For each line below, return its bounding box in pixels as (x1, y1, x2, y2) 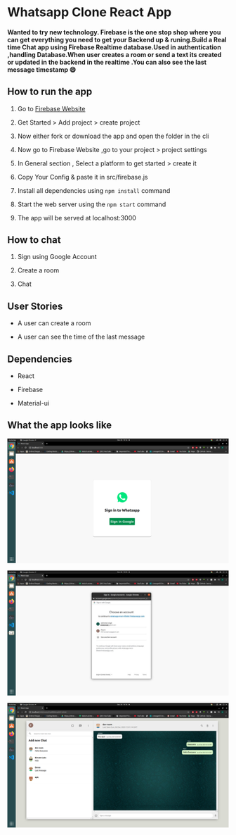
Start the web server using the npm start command (17, 200, 166, 208)
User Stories (7, 300, 63, 312)
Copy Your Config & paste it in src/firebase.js (17, 172, 148, 181)
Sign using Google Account (17, 253, 97, 261)
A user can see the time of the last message (17, 332, 145, 341)
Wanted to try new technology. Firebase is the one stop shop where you (7, 27, 221, 36)
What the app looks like (7, 420, 112, 432)
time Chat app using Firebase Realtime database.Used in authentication (7, 43, 221, 51)
